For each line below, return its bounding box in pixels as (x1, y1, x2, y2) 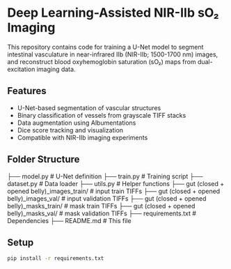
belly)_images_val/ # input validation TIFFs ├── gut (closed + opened (7, 194, 207, 203)
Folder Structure (7, 153, 80, 165)
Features (7, 85, 47, 97)
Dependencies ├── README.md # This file (7, 216, 132, 224)
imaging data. (36, 65, 76, 73)
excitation (7, 65, 35, 73)
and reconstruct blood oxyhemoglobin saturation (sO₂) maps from (7, 57, 196, 66)
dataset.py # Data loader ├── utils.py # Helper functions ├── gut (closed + (7, 179, 225, 187)
